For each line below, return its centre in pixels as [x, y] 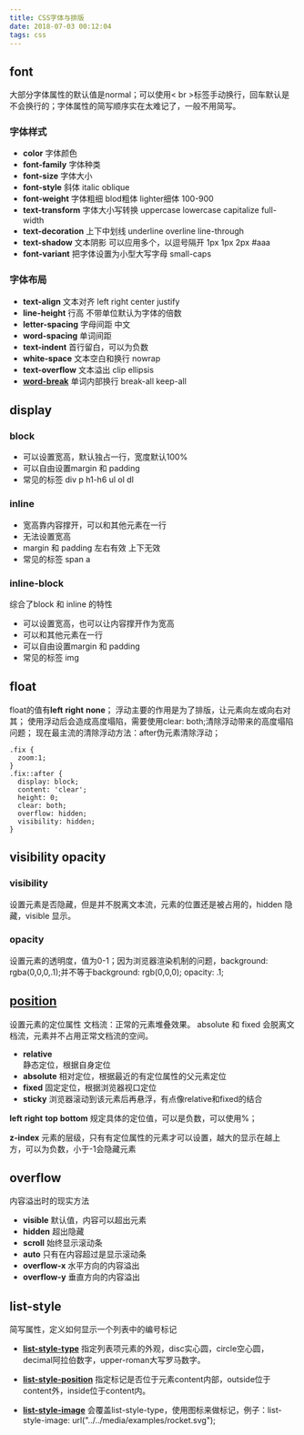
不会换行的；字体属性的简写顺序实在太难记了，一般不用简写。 [125, 106]
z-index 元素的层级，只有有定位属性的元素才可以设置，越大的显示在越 [141, 1137]
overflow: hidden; [53, 814]
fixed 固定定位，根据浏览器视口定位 [90, 1087]
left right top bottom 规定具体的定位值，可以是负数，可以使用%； [133, 1118]
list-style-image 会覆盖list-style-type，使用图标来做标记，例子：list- [152, 1410]
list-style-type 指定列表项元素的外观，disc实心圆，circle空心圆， [146, 1349]
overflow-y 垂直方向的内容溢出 [81, 1277]
